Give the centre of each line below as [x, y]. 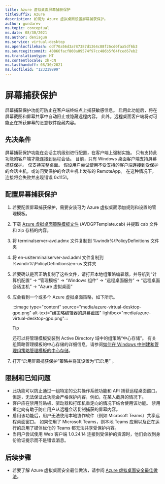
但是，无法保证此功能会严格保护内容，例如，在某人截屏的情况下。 [79, 397]
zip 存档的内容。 [35, 230]
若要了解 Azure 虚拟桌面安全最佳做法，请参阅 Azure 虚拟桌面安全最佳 [83, 470]
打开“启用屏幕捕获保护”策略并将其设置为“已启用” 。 [64, 361]
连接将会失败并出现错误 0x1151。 [38, 177]
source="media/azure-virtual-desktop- [102, 307]
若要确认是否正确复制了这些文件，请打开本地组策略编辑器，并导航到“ [82, 274]
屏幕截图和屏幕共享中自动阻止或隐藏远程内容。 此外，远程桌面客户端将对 [79, 116]
